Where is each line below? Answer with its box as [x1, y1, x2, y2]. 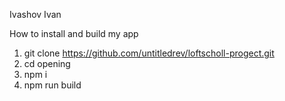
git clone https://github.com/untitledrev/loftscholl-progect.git [23, 47, 275, 59]
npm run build [23, 79, 82, 91]
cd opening [23, 58, 71, 69]
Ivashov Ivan [9, 9, 62, 20]
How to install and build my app [9, 28, 139, 39]
